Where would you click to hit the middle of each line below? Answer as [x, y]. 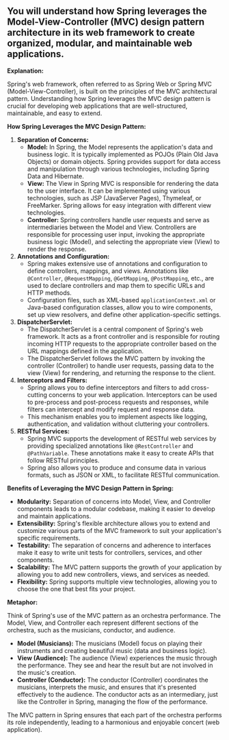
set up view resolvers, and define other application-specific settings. [124, 314]
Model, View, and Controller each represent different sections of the [103, 623]
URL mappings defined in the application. [85, 351]
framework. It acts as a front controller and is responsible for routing [123, 336]
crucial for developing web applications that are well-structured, [97, 106]
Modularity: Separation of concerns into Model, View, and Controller [114, 501]
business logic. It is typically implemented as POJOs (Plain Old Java [123, 154]
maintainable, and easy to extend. [55, 113]
